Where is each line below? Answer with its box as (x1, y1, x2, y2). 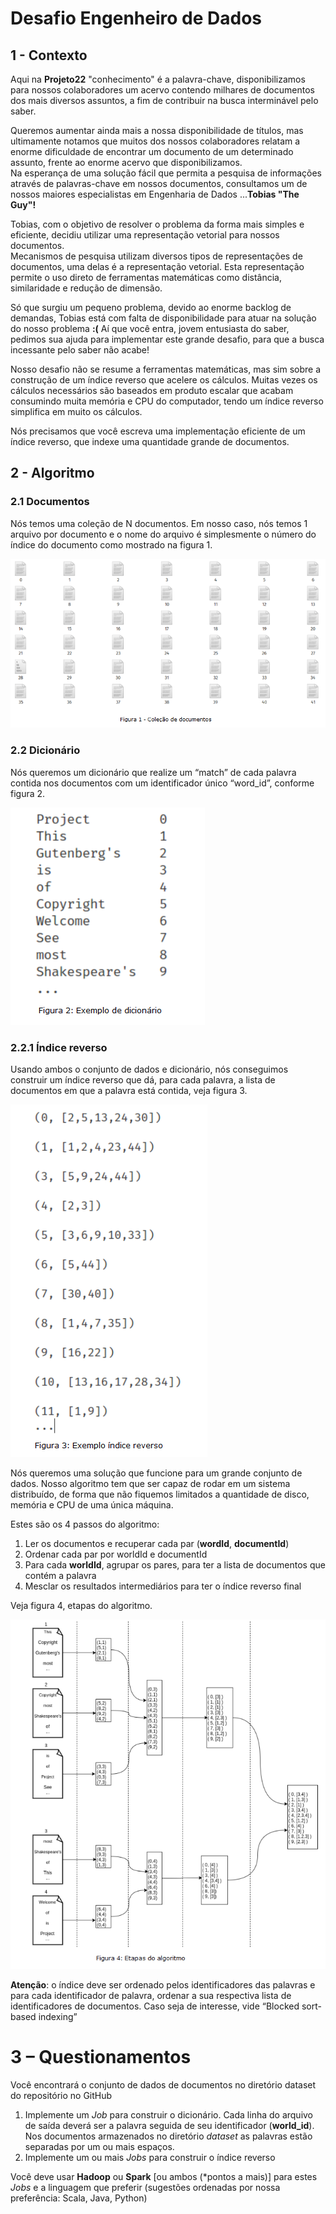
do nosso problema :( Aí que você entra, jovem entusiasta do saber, (10, 323, 290, 334)
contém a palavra (24, 1569, 97, 1581)
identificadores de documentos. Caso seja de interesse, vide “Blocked (10, 2000, 300, 2012)
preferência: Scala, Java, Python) (10, 2192, 148, 2204)
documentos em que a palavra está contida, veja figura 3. (10, 1084, 248, 1096)
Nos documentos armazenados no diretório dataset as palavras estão (24, 2130, 313, 2142)
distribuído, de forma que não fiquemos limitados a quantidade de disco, (10, 1488, 310, 1500)
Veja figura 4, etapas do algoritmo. (10, 1599, 153, 1611)
